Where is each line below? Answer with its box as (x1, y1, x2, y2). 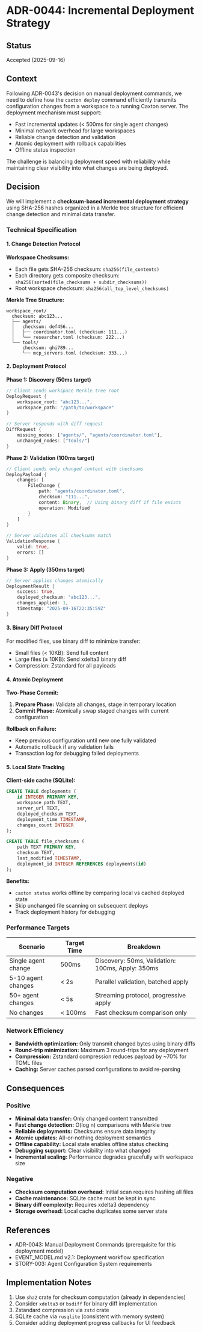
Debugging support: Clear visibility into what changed (14, 1147, 151, 1154)
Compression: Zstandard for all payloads (14, 662, 116, 669)
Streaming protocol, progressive (95, 991, 186, 999)
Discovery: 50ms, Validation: (95, 956, 176, 965)
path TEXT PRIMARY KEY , (17, 844, 77, 850)
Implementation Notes (6, 1277, 92, 1288)
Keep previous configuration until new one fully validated (14, 737, 156, 744)
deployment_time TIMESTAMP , (17, 816, 87, 822)
